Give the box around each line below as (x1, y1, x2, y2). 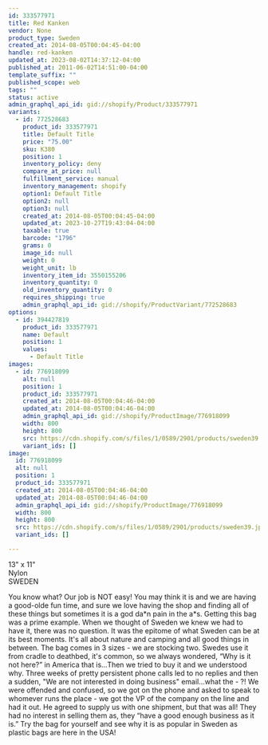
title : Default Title (22, 130, 94, 138)
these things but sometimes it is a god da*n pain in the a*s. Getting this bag (8, 609, 257, 618)
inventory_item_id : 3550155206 (22, 271, 127, 279)
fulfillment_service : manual (22, 175, 120, 183)
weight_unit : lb (22, 264, 77, 272)
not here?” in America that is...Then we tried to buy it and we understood (8, 660, 247, 669)
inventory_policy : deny (22, 160, 102, 168)
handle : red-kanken (8, 49, 73, 57)
